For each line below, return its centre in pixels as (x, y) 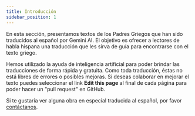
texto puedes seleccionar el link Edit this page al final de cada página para (96, 82)
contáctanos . (22, 107)
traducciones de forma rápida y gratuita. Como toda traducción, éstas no (95, 70)
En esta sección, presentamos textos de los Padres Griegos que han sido (95, 34)
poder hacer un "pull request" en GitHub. (56, 89)
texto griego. (21, 52)
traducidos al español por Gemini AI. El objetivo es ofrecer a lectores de (93, 40)
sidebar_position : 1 (31, 17)
